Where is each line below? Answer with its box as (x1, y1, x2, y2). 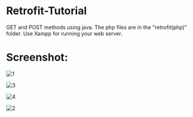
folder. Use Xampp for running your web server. (6, 30, 123, 37)
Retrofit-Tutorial (6, 4, 87, 18)
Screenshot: (6, 51, 68, 64)
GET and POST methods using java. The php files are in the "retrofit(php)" (6, 24, 187, 31)
